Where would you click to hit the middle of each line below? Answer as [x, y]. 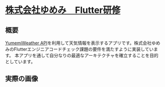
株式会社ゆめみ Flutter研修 [63, 10]
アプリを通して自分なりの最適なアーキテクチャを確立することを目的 [89, 55]
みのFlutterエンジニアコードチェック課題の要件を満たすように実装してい [79, 49]
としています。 [20, 62]
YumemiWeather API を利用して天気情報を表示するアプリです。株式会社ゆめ [83, 43]
